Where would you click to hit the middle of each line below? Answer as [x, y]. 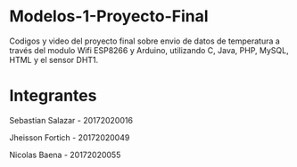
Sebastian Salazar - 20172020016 [71, 120]
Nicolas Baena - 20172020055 [65, 155]
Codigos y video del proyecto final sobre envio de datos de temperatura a [145, 41]
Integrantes [53, 96]
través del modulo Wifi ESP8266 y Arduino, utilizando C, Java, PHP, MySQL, [149, 50]
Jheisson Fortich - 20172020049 [70, 137]
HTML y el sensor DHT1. [54, 60]
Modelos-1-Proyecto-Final [109, 16]
